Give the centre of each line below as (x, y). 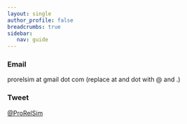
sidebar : (20, 33)
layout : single (29, 14)
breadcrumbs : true (34, 27)
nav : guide (33, 40)
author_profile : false (40, 20)
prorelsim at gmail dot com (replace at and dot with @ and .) (94, 80)
